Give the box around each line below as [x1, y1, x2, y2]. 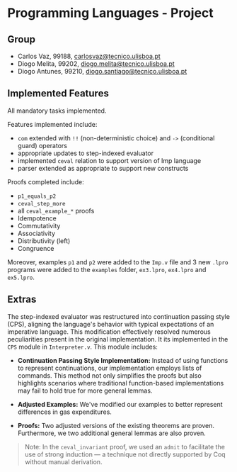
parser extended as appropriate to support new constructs [17, 164, 189, 172]
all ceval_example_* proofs [17, 206, 95, 215]
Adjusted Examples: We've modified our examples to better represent [17, 400, 223, 408]
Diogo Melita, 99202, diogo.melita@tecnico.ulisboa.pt [17, 60, 175, 68]
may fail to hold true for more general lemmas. [17, 386, 153, 395]
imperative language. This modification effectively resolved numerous [7, 327, 211, 336]
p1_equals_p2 [17, 193, 57, 200]
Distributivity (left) [17, 236, 71, 245]
